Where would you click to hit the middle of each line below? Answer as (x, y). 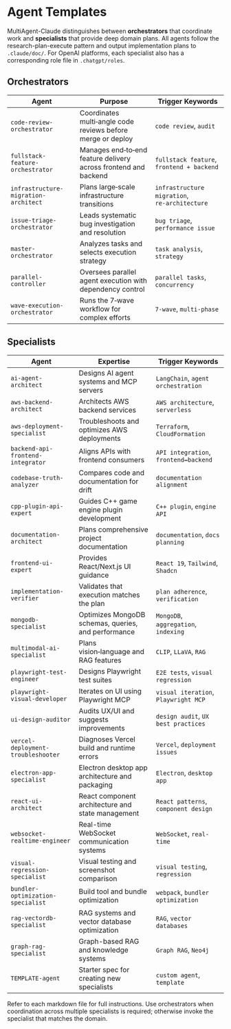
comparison (98, 878)
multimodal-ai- (35, 648)
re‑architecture (181, 203)
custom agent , (178, 975)
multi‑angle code (107, 121)
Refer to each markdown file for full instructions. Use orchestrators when (110, 1004)
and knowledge (103, 950)
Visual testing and (108, 861)
